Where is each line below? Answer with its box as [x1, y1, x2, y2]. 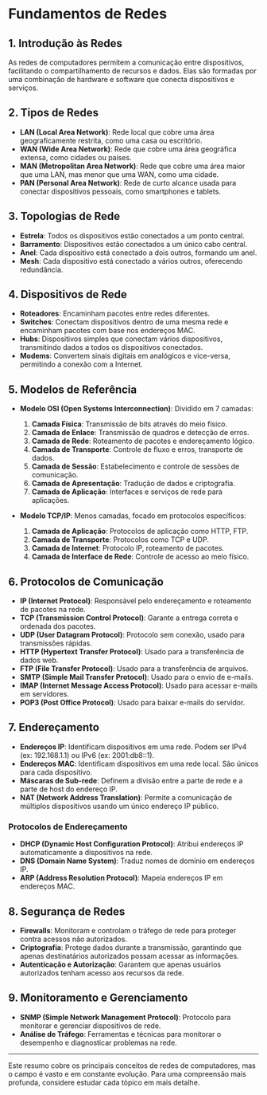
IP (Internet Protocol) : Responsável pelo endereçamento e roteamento [19, 596, 252, 606]
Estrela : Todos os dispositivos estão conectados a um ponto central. [19, 230, 245, 240]
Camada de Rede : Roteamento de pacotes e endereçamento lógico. [31, 436, 255, 446]
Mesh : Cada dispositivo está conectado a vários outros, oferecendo [19, 256, 243, 265]
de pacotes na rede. [19, 605, 86, 614]
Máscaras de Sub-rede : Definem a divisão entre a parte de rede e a [19, 775, 243, 785]
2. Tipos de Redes [8, 106, 99, 120]
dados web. [19, 655, 59, 665]
